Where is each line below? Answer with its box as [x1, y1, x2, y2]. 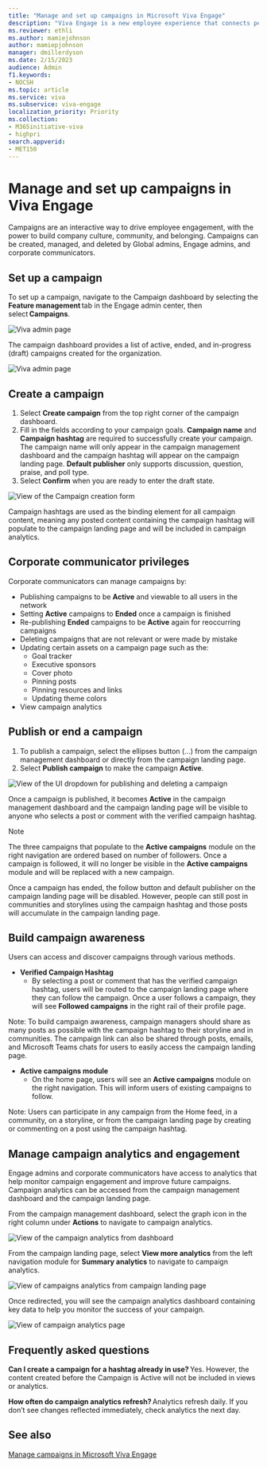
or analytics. [8, 1382, 49, 1391]
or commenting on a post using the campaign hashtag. [8, 1124, 188, 1134]
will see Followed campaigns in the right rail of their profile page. [31, 1002, 246, 1011]
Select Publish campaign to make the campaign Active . [19, 763, 204, 773]
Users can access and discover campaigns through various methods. [8, 952, 236, 962]
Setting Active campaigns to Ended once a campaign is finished [19, 609, 231, 618]
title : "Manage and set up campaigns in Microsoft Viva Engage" [8, 11, 226, 20]
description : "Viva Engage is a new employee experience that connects [8, 19, 250, 27]
